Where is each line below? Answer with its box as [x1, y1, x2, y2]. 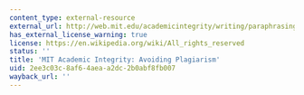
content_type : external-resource [9, 13, 136, 23]
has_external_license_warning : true [9, 30, 147, 39]
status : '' [9, 47, 51, 56]
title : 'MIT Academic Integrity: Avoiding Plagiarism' [9, 55, 221, 64]
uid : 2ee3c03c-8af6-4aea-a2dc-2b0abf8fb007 [9, 64, 176, 73]
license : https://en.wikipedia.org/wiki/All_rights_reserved [9, 38, 245, 48]
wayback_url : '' [9, 72, 71, 81]
